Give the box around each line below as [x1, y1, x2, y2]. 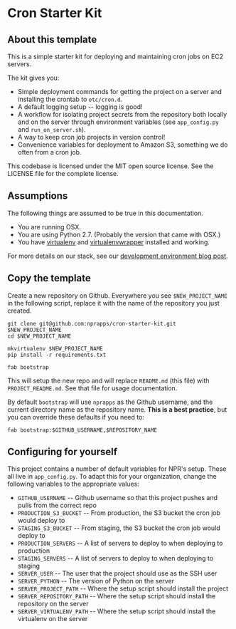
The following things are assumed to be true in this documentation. [7, 209, 204, 217]
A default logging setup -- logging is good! [17, 103, 144, 111]
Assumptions [7, 190, 68, 202]
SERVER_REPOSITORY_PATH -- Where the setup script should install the [17, 592, 216, 601]
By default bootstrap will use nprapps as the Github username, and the [7, 397, 213, 406]
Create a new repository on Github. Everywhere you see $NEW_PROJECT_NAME [7, 291, 227, 300]
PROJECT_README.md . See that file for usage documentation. [7, 383, 178, 393]
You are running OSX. [17, 222, 82, 231]
